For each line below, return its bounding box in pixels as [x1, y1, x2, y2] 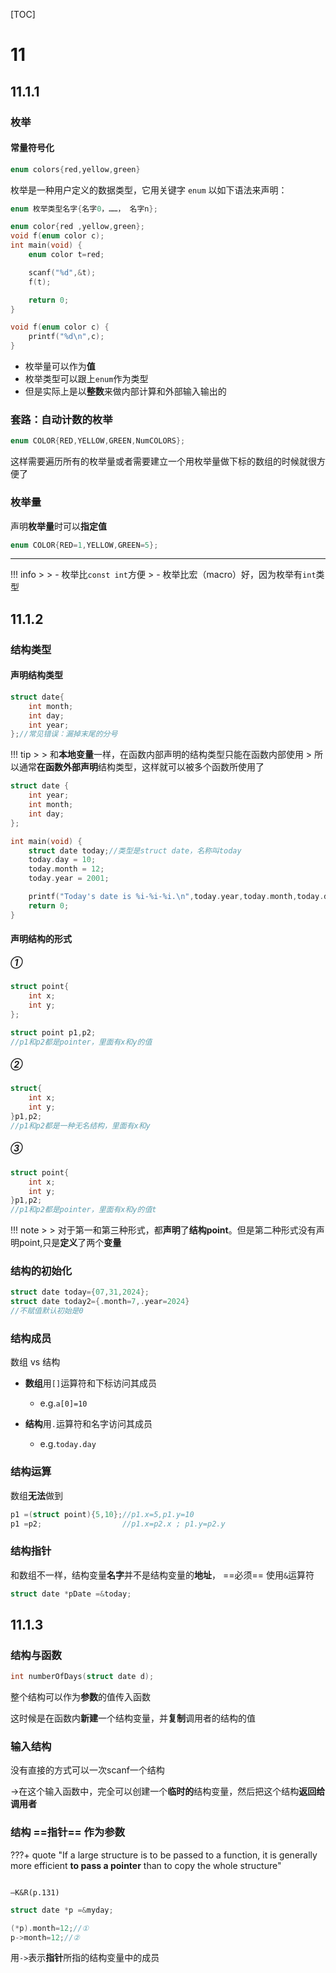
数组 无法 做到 [10, 1489, 63, 1501]
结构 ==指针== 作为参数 [10, 1825, 126, 1839]
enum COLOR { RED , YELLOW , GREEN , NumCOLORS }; [10, 436, 186, 446]
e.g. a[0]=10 [39, 1397, 88, 1409]
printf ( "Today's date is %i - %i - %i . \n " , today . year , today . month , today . [28, 892, 325, 902]
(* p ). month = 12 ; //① [10, 1923, 90, 1933]
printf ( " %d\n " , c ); [28, 332, 105, 342]
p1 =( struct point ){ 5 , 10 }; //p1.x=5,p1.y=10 [10, 1509, 195, 1519]
